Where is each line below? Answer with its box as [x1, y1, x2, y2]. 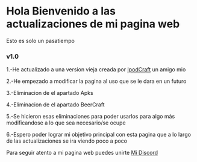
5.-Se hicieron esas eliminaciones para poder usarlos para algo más [6, 113, 175, 120]
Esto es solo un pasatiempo [6, 37, 75, 44]
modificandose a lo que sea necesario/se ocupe [6, 119, 126, 126]
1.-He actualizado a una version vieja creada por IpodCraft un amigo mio [6, 66, 186, 73]
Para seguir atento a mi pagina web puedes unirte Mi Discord [6, 149, 158, 157]
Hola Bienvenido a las [6, 4, 116, 18]
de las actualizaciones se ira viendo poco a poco [6, 137, 128, 144]
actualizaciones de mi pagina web [6, 17, 180, 31]
